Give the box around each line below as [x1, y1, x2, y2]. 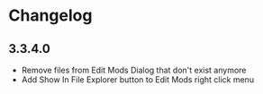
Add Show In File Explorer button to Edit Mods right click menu [21, 74, 254, 85]
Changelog [8, 5, 93, 26]
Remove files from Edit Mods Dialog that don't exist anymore [21, 64, 247, 75]
